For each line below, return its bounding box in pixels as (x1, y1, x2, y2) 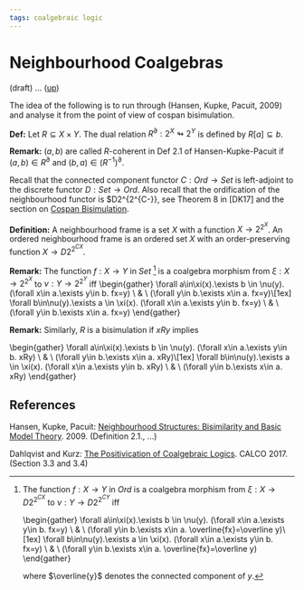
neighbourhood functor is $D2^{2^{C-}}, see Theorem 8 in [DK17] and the (9, 194, 285, 205)
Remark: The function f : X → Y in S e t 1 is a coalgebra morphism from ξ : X (9, 263, 290, 276)
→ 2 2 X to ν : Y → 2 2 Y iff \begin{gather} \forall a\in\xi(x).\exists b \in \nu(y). (9, 275, 285, 290)
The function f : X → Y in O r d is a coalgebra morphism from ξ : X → (22, 483, 276, 494)
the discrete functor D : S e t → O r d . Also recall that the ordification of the (9, 184, 280, 195)
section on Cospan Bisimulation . (9, 203, 129, 214)
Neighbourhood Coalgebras (9, 52, 223, 72)
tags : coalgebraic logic (9, 13, 103, 23)
